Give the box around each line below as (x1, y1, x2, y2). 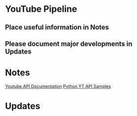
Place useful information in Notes (5, 23, 109, 31)
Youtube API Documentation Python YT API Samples (5, 83, 111, 89)
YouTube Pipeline (5, 3, 77, 15)
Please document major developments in (5, 39, 133, 48)
